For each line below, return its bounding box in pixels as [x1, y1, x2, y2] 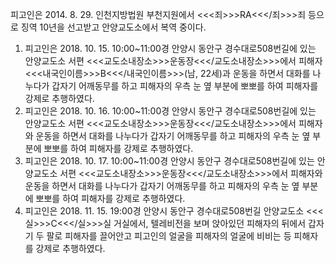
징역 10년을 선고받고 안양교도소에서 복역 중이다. [20, 21, 207, 33]
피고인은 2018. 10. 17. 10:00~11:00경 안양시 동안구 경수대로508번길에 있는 [24, 155, 315, 167]
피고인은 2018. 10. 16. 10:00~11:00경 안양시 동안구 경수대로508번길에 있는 [24, 105, 317, 117]
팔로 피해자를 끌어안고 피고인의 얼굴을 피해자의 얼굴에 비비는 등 [46, 230, 292, 242]
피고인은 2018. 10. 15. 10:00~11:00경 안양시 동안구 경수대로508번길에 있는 [24, 43, 317, 54]
